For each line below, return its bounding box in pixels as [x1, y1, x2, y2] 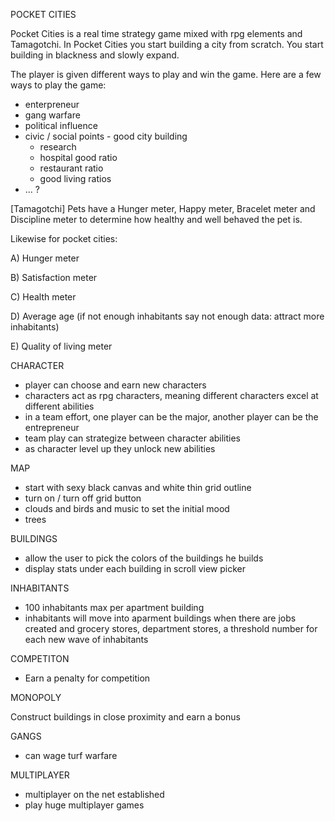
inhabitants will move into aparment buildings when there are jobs [24, 612, 297, 624]
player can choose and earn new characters [24, 379, 207, 391]
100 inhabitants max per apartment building [24, 602, 205, 613]
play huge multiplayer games [24, 799, 145, 811]
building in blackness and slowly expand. [10, 49, 180, 61]
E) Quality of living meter [10, 340, 113, 352]
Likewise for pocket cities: [10, 233, 118, 244]
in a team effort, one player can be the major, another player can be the [24, 411, 319, 423]
